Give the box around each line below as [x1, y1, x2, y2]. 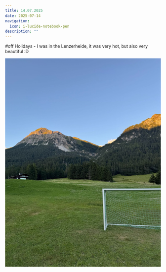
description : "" [5, 29, 39, 34]
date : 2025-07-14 [5, 13, 41, 18]
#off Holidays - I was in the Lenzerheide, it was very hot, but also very [5, 43, 148, 49]
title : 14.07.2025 [5, 8, 43, 13]
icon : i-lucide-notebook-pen [9, 24, 70, 29]
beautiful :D [5, 49, 29, 55]
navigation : [5, 18, 30, 23]
